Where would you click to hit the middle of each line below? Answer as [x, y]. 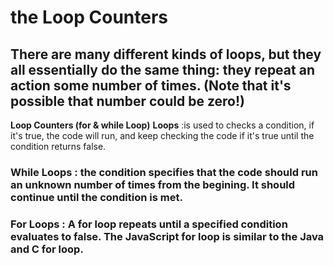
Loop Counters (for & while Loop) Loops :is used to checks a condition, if [162, 125]
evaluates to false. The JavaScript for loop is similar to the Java [167, 236]
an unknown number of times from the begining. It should [153, 184]
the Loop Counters [89, 17]
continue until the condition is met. [96, 197]
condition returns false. [58, 146]
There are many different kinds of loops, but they [166, 54]
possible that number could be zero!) [127, 101]
